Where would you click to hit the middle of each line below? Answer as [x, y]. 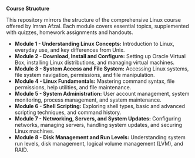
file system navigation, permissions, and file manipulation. [85, 75]
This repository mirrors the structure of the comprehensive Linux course [93, 20]
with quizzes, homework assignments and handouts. [70, 32]
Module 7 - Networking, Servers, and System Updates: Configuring [98, 119]
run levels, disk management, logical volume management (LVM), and [99, 144]
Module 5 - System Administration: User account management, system [102, 94]
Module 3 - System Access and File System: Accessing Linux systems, [102, 69]
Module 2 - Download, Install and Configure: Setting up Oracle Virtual [100, 56]
